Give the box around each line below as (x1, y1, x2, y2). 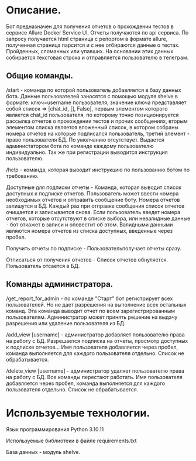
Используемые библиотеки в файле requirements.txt (6, 437, 137, 444)
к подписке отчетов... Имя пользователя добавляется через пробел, (6, 343, 178, 350)
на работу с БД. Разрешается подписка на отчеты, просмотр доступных (6, 337, 188, 344)
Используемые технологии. (6, 406, 150, 419)
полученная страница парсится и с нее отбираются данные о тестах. (6, 42, 180, 49)
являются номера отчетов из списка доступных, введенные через (6, 227, 173, 234)
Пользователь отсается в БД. (6, 262, 80, 269)
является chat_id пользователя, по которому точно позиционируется (6, 111, 179, 118)
